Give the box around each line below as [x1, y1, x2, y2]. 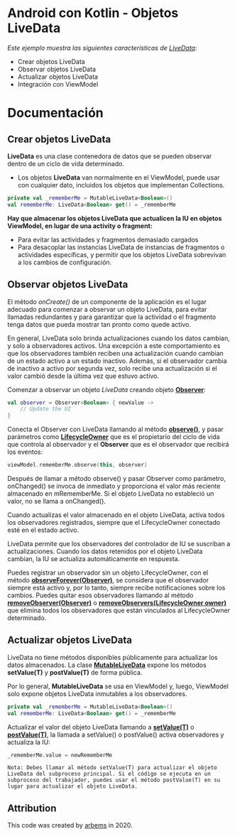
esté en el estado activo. [7, 526, 79, 534]
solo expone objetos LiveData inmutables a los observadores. [7, 689, 187, 697]
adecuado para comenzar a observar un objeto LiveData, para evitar [7, 305, 207, 313]
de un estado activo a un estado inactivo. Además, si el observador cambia [7, 357, 227, 365]
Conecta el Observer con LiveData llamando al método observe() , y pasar [7, 425, 224, 434]
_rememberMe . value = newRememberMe [7, 751, 113, 759]
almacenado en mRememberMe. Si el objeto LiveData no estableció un [7, 489, 214, 498]
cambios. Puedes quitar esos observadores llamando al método [7, 591, 194, 599]
